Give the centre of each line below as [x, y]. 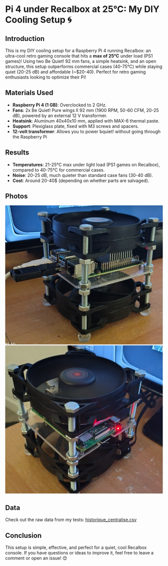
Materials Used [29, 93]
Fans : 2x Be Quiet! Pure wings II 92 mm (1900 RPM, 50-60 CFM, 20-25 [85, 110]
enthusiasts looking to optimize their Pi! [46, 77]
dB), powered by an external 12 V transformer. [60, 115]
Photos [16, 196]
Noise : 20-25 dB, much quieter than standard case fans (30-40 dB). [83, 175]
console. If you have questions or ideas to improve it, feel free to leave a [79, 552]
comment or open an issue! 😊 [36, 558]
